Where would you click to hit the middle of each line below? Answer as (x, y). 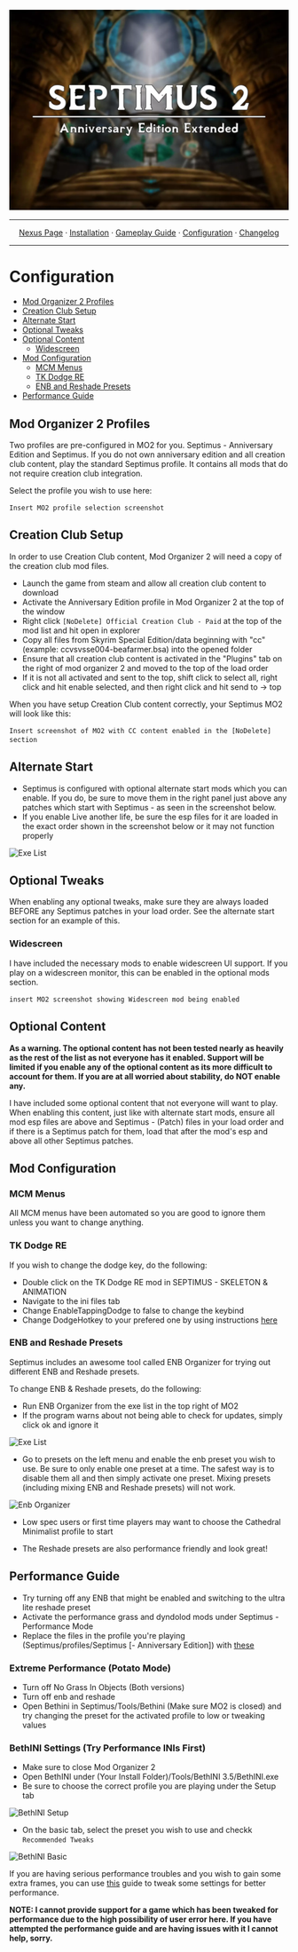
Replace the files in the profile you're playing (104, 1635)
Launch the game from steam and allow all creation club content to (144, 583)
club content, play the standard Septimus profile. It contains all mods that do (149, 464)
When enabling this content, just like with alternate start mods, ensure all (142, 1112)
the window (43, 611)
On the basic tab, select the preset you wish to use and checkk (137, 1830)
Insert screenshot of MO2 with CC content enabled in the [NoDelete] (141, 731)
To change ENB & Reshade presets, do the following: (106, 1388)
